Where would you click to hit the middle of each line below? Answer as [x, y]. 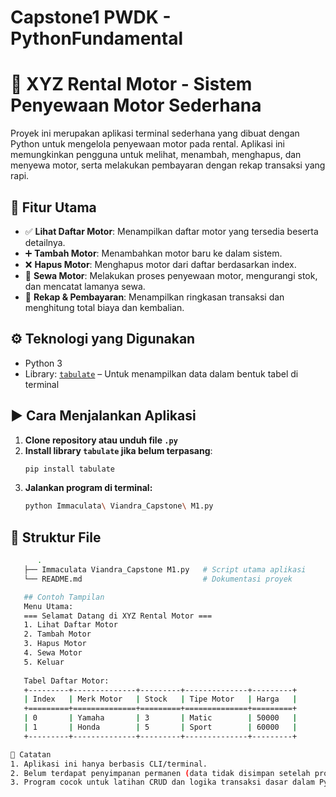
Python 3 [43, 363]
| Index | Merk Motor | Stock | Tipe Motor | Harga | [160, 699]
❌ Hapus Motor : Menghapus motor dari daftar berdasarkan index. [160, 264]
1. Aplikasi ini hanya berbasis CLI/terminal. [109, 764]
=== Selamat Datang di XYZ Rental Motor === [118, 616]
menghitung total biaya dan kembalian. [104, 307]
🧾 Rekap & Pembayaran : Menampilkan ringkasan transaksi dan [154, 297]
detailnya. [45, 242]
